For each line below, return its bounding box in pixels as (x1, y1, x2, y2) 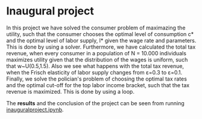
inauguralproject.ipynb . (6, 106, 64, 113)
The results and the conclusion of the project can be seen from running (6, 99, 185, 106)
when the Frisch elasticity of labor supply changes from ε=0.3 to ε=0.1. (6, 69, 183, 76)
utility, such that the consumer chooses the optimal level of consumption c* (6, 30, 194, 37)
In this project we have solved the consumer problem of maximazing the (6, 24, 186, 31)
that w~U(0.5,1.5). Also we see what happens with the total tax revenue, (6, 62, 185, 70)
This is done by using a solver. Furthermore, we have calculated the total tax (6, 43, 196, 50)
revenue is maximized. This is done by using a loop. (6, 88, 134, 95)
